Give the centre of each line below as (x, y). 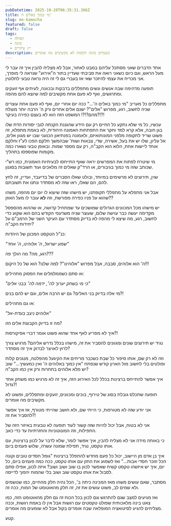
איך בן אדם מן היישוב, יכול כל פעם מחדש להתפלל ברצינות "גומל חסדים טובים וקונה (85, 455)
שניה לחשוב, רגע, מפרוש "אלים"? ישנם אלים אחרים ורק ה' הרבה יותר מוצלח (78, 109)
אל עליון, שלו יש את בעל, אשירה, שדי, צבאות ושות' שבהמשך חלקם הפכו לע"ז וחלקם (86, 141)
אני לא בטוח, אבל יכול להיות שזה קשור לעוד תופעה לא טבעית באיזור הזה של (77, 425)
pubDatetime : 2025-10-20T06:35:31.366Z (48, 10)
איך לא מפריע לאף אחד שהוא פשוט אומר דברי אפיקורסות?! (62, 333)
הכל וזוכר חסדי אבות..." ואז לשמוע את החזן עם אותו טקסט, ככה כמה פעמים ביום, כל (86, 461)
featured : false (22, 24)
